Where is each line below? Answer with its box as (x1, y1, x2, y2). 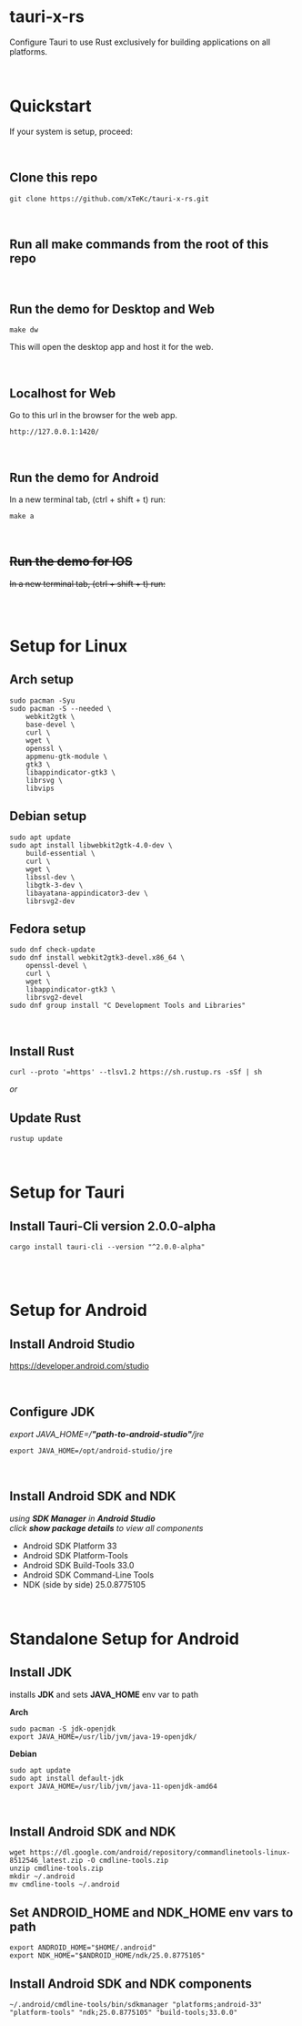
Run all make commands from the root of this (9, 237, 269, 252)
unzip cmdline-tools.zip (9, 1864, 104, 1874)
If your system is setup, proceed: (9, 126, 134, 137)
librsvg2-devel (25, 993, 84, 1003)
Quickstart (9, 96, 93, 117)
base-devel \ (25, 720, 75, 729)
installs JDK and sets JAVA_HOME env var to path (9, 1689, 198, 1700)
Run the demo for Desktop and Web (9, 301, 216, 316)
